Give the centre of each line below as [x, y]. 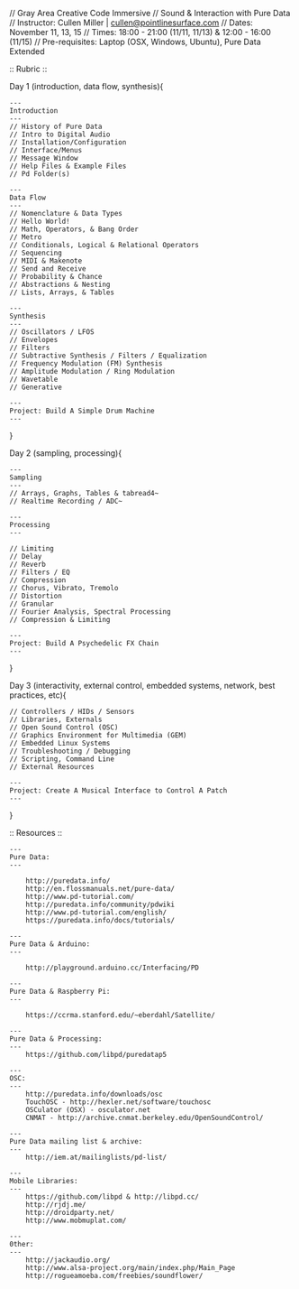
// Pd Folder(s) [40, 174]
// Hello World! [40, 221]
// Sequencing [36, 253]
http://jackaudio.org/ [68, 1260]
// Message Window [44, 158]
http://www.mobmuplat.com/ [76, 1220]
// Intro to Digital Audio [60, 134]
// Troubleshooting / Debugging [70, 751]
